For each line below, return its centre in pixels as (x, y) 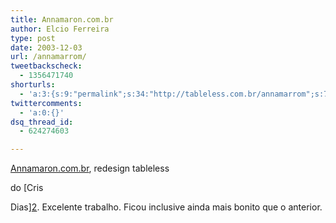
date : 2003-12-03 (46, 47)
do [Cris (27, 188)
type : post (33, 38)
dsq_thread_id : (42, 122)
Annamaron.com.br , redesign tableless (90, 168)
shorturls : (33, 85)
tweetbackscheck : (46, 66)
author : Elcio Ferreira (60, 29)
